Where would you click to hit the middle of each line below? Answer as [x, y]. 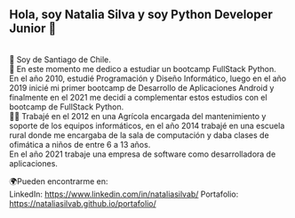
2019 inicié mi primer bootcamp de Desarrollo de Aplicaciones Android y [142, 87]
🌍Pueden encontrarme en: [59, 181]
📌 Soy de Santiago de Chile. [60, 59]
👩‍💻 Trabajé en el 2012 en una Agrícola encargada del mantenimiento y [138, 116]
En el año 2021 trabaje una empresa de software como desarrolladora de [143, 154]
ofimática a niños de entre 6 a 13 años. [80, 144]
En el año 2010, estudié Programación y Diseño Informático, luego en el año [148, 78]
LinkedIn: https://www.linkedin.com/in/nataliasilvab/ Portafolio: [124, 194]
